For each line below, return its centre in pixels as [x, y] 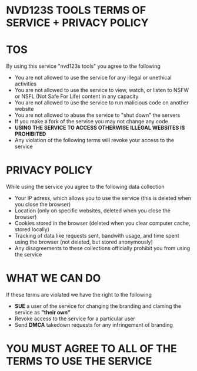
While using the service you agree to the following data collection [85, 187]
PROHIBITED [30, 134]
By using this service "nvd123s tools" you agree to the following [83, 66]
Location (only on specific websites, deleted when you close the [92, 211]
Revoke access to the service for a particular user [75, 319]
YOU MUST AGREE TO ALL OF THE [92, 349]
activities [26, 84]
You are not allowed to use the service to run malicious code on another [102, 103]
